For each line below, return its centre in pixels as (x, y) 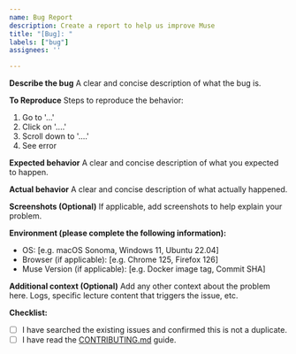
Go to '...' (38, 118)
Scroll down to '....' (56, 136)
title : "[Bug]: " (41, 34)
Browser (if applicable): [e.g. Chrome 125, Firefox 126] (120, 260)
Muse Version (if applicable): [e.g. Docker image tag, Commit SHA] (144, 269)
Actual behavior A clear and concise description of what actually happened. (148, 189)
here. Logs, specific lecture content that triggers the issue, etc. (124, 296)
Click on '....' (44, 127)
